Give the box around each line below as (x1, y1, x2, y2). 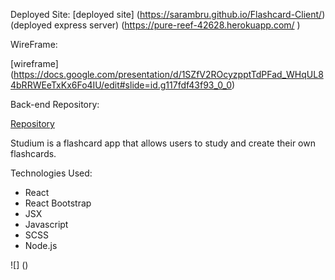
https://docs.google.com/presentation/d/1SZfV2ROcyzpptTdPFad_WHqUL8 (13, 69, 324, 80)
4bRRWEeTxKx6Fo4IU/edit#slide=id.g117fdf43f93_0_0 (10, 79, 233, 91)
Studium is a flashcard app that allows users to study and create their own (10, 137, 316, 149)
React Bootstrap (24, 197, 92, 209)
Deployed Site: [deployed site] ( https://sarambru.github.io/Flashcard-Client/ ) (10, 9, 326, 20)
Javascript (24, 219, 69, 230)
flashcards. (10, 148, 57, 159)
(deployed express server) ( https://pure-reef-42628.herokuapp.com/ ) (10, 19, 301, 31)
